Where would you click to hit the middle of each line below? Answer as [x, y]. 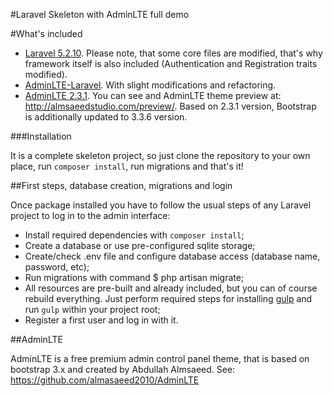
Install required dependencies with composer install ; [134, 235]
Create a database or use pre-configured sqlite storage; [140, 245]
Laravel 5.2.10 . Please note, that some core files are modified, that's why [173, 53]
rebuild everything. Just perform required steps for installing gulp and [168, 298]
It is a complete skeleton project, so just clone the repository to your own [160, 155]
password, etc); [57, 267]
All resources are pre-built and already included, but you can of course [171, 288]
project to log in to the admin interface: [90, 215]
